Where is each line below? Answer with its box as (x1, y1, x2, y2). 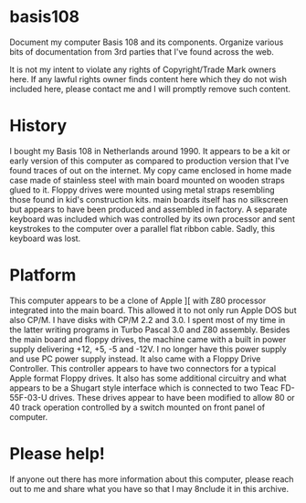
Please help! (9, 444, 105, 464)
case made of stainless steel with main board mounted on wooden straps (9, 174, 285, 185)
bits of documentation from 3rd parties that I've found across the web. (9, 46, 274, 57)
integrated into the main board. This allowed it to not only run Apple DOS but (9, 304, 297, 316)
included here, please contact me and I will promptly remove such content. (9, 83, 290, 94)
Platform (9, 265, 77, 286)
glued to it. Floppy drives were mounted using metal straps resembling (9, 184, 275, 195)
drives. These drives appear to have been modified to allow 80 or (48, 392, 295, 403)
